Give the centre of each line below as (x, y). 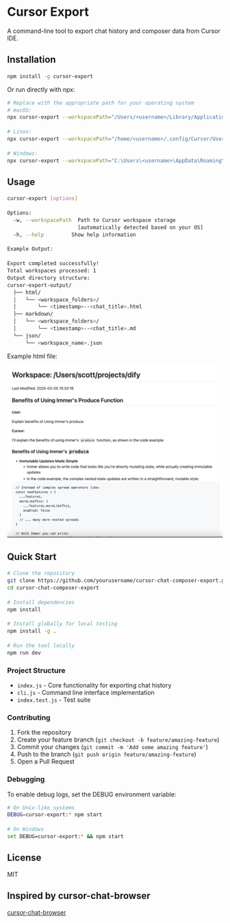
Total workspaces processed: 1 (52, 271)
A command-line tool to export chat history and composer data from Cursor (114, 31)
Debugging (26, 779)
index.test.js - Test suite (54, 700)
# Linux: (20, 132)
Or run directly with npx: (41, 89)
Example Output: (30, 249)
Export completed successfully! (53, 264)
